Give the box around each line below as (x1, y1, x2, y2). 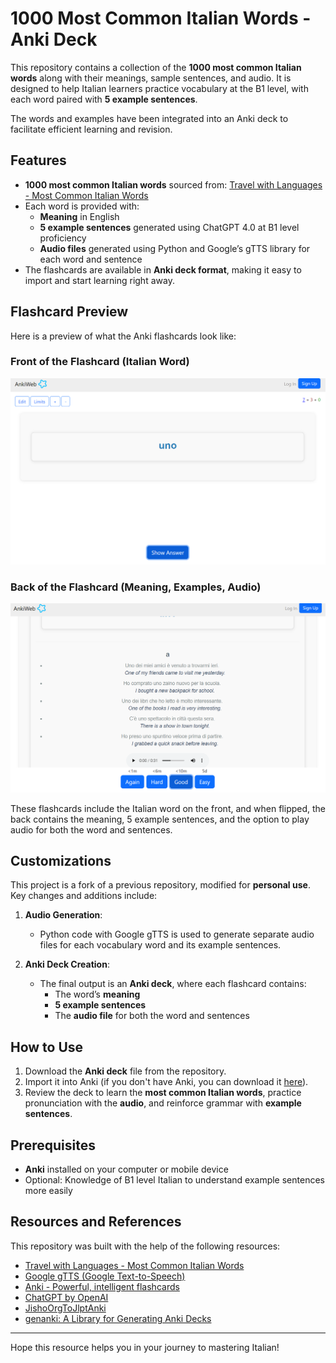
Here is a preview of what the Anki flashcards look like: (10, 330, 237, 342)
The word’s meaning (54, 988, 141, 1001)
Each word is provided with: (24, 200, 140, 212)
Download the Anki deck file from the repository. (24, 1065, 227, 1077)
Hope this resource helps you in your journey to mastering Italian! (10, 1341, 280, 1353)
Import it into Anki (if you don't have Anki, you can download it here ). (24, 1076, 309, 1088)
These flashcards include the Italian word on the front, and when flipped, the (10, 802, 327, 814)
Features (10, 152, 67, 169)
